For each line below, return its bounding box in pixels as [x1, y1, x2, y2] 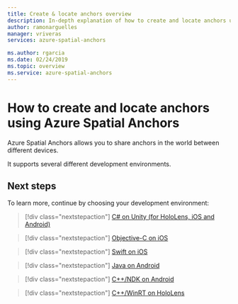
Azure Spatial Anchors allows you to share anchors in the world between [7, 138, 220, 147]
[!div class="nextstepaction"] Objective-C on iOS [24, 234, 169, 242]
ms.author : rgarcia [7, 50, 65, 57]
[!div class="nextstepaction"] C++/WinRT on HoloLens [24, 288, 185, 298]
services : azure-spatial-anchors [7, 37, 106, 44]
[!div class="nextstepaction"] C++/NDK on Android [24, 275, 175, 283]
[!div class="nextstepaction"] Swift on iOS [24, 247, 148, 256]
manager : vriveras [7, 30, 62, 38]
